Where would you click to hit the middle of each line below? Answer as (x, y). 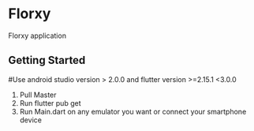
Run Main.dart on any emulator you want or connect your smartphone (133, 111)
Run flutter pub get (50, 103)
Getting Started (47, 60)
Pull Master (38, 95)
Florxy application (37, 36)
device (30, 120)
